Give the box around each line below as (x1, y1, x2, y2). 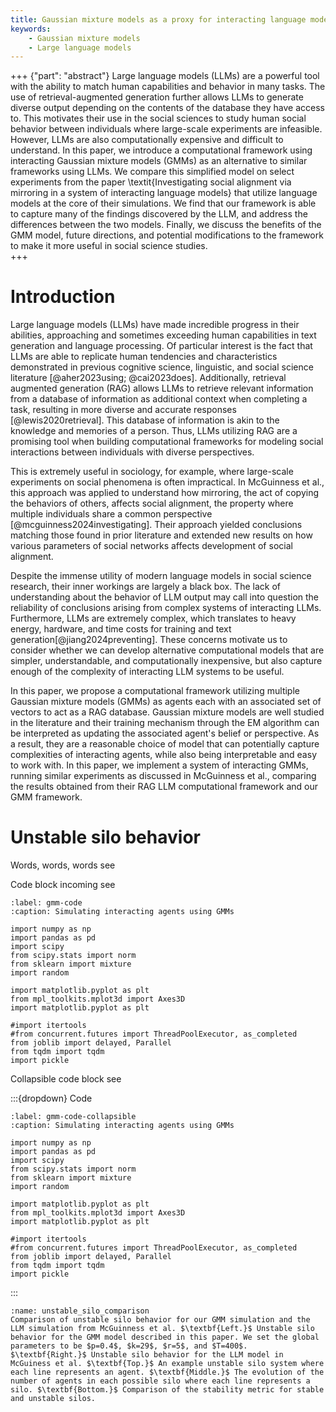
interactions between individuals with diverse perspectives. (10, 446, 255, 458)
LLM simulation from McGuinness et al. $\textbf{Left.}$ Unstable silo (10, 1324, 315, 1334)
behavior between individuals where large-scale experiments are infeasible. (10, 123, 323, 135)
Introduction (10, 286, 116, 308)
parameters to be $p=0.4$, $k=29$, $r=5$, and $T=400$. (10, 1341, 248, 1351)
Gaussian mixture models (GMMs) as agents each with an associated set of (10, 696, 322, 708)
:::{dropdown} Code (10, 1092, 93, 1105)
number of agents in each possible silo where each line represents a (10, 1376, 311, 1386)
